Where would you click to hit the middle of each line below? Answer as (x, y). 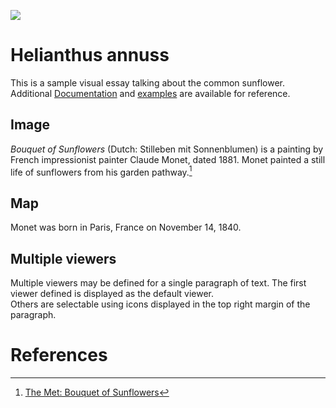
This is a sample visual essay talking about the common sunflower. (147, 82)
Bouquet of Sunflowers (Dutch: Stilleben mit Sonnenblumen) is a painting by (167, 149)
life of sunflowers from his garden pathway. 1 (101, 171)
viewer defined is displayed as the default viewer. (112, 294)
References (59, 355)
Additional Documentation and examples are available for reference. (150, 93)
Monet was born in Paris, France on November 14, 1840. (126, 227)
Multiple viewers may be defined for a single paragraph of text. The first (158, 283)
